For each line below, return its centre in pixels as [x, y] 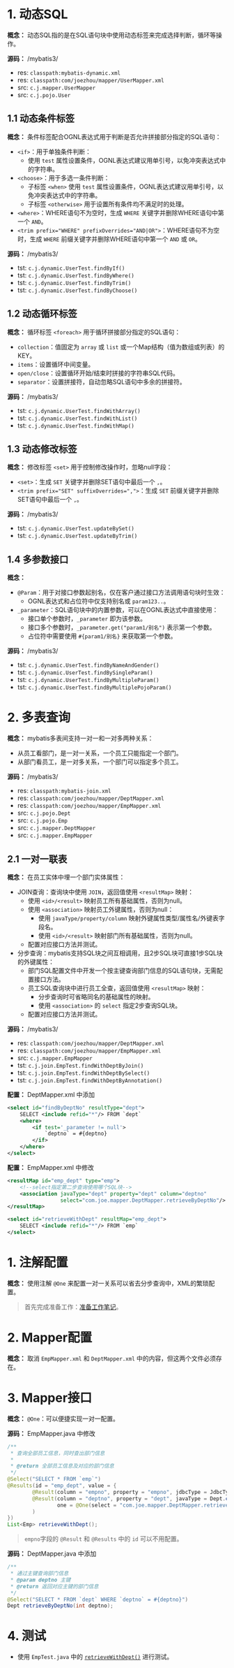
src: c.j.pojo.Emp [42, 820]
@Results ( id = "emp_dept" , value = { [62, 1486]
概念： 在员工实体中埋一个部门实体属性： [66, 877]
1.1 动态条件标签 [41, 118]
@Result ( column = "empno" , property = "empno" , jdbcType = [120, 1492]
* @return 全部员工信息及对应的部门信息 [62, 1466]
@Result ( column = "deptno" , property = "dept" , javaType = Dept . [129, 1499]
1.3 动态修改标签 [42, 449]
